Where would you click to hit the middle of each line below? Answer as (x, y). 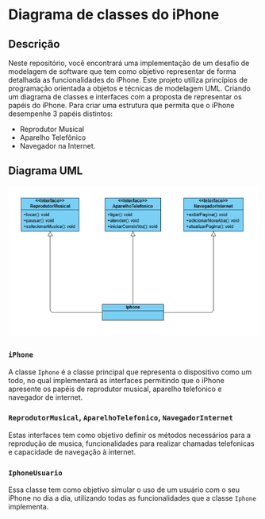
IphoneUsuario (35, 473)
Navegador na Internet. (58, 146)
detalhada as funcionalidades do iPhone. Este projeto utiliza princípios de (128, 80)
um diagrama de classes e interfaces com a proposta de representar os (125, 97)
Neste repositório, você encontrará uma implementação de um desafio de (129, 63)
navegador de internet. (46, 397)
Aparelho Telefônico (53, 137)
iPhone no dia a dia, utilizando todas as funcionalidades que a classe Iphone (132, 498)
